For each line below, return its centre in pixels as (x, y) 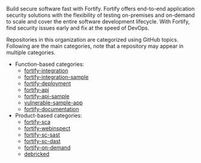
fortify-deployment (47, 83)
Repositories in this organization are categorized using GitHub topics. (92, 40)
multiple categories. (31, 53)
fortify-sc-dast (42, 141)
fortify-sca (37, 122)
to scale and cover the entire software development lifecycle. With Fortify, (98, 21)
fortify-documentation (52, 109)
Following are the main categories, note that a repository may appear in (95, 46)
